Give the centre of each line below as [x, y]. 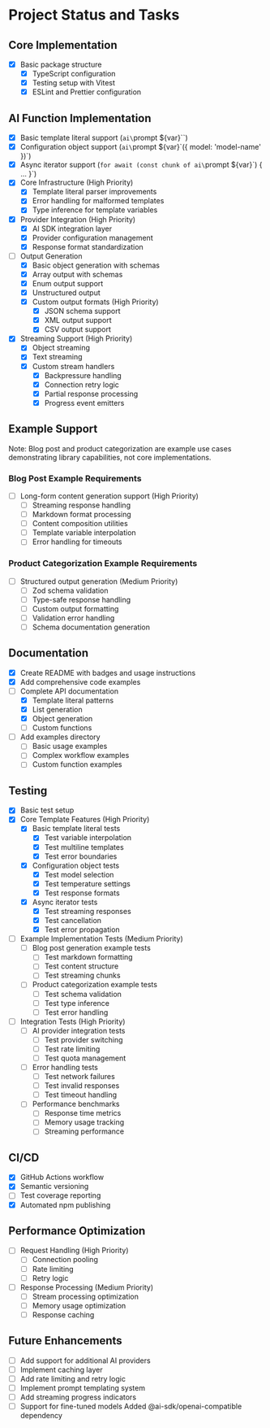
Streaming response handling [81, 505]
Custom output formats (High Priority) [96, 302]
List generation [57, 710]
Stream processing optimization [86, 1296]
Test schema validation [83, 994]
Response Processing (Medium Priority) [87, 1287]
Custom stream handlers [73, 366]
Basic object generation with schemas [96, 265]
